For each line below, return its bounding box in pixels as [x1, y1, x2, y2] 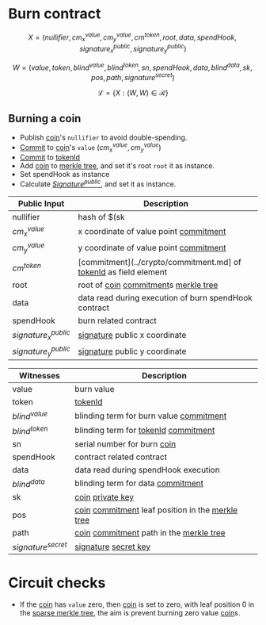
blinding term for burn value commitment [74, 410, 227, 421]
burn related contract [78, 315, 157, 326]
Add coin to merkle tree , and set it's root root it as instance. [19, 161, 215, 171]
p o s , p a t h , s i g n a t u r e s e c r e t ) [90, 71, 176, 82]
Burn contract [8, 5, 101, 23]
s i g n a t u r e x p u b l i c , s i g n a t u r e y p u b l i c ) [78, 43, 188, 56]
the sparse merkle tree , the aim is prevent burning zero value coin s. [19, 608, 241, 618]
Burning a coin [8, 112, 82, 125]
